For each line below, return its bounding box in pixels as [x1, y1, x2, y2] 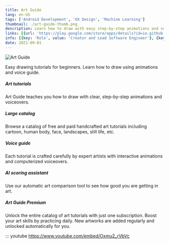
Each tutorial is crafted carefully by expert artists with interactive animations [5, 153, 163, 159]
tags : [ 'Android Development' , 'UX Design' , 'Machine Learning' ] [5, 17, 145, 22]
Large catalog [5, 111, 35, 117]
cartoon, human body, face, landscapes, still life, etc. [5, 128, 115, 134]
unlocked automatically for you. [5, 223, 70, 229]
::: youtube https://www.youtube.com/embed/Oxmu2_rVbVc [5, 233, 130, 239]
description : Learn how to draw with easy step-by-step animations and [5, 26, 158, 31]
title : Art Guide [5, 7, 42, 13]
